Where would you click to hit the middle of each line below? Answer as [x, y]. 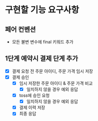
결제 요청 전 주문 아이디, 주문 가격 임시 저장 [52, 71]
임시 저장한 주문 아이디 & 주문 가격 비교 [56, 83]
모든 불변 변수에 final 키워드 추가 [43, 42]
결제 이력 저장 [32, 107]
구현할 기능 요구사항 [42, 10]
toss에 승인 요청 [34, 95]
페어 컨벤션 [21, 29]
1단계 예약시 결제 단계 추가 [42, 59]
